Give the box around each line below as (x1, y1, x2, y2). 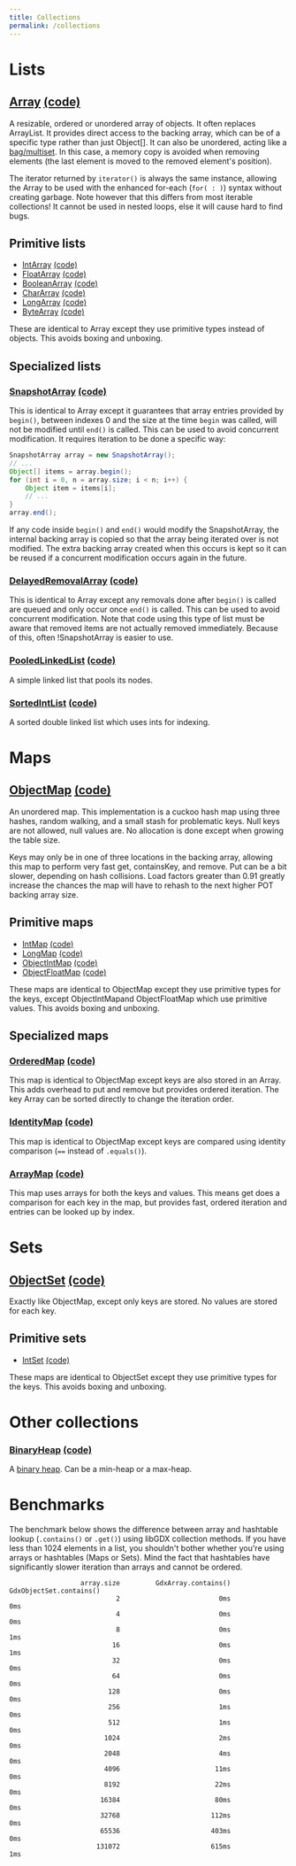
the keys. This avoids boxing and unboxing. (9, 1381, 167, 1392)
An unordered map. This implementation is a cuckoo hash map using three (9, 806, 280, 817)
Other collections (9, 1412, 140, 1432)
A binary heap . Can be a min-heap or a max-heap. (9, 1464, 193, 1475)
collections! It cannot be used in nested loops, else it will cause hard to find (9, 201, 284, 212)
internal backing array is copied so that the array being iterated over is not (9, 534, 279, 544)
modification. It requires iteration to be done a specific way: (9, 434, 226, 443)
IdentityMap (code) (9, 1116, 95, 1129)
